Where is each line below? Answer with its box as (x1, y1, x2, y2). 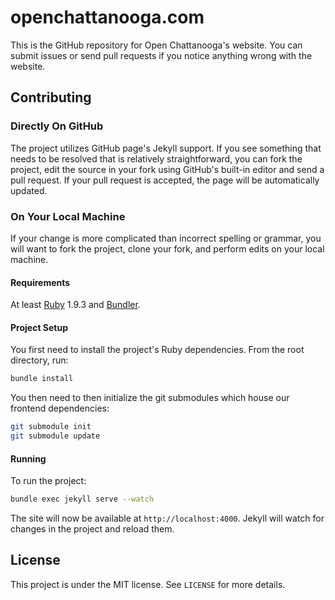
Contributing (10, 89, 92, 106)
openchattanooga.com (10, 6, 205, 29)
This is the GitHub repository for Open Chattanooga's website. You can (10, 39, 303, 51)
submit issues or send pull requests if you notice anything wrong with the (10, 49, 313, 61)
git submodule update (10, 431, 101, 441)
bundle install (10, 374, 74, 384)
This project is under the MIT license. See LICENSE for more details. (10, 578, 286, 590)
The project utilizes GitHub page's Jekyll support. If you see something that (10, 142, 322, 154)
